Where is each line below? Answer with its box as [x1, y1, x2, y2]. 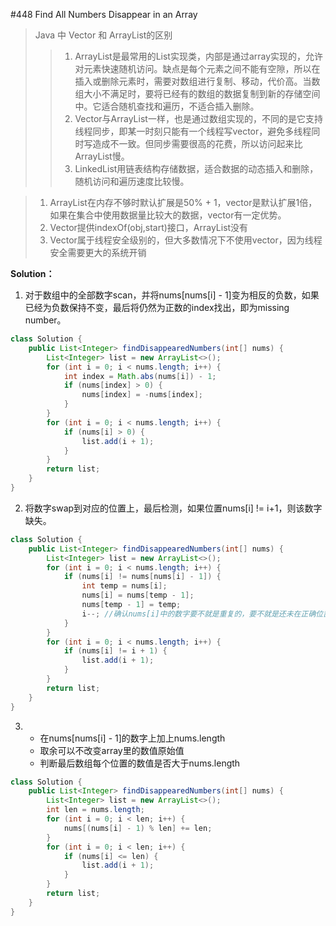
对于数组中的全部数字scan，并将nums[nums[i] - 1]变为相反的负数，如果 [24, 289, 320, 301]
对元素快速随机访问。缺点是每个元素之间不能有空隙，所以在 [74, 63, 321, 74]
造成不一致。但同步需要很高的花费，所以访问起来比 [92, 138, 303, 149]
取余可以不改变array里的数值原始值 [39, 744, 185, 756]
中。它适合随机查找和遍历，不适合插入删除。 [74, 100, 260, 112]
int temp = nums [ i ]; [81, 581, 168, 591]
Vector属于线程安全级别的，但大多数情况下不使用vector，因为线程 [49, 234, 323, 246]
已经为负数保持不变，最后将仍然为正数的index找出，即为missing [24, 302, 290, 313]
